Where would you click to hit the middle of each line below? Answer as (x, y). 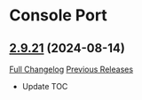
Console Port (59, 15)
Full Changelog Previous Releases (71, 69)
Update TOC (45, 86)
